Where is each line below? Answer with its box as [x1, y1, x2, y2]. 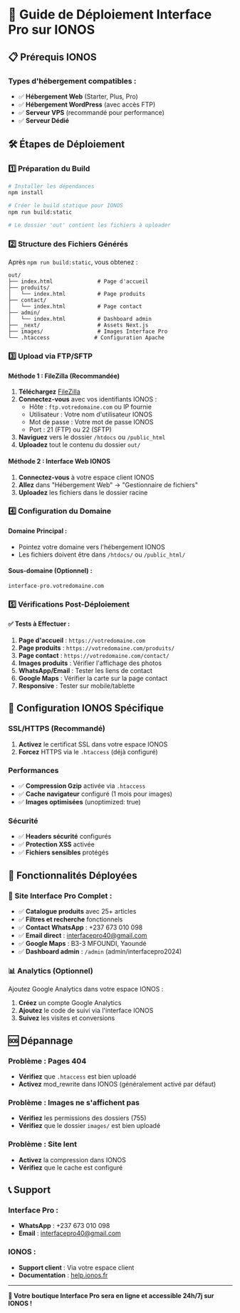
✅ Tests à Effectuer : [8, 619, 71, 628]
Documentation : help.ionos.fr [18, 1271, 108, 1279]
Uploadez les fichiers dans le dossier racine [18, 488, 148, 496]
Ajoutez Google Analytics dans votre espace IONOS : [8, 985, 164, 994]
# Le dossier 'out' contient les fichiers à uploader [8, 221, 172, 229]
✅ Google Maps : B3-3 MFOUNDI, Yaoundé [18, 939, 147, 947]
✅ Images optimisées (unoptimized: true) [18, 798, 141, 806]
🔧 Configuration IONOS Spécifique [8, 702, 165, 714]
